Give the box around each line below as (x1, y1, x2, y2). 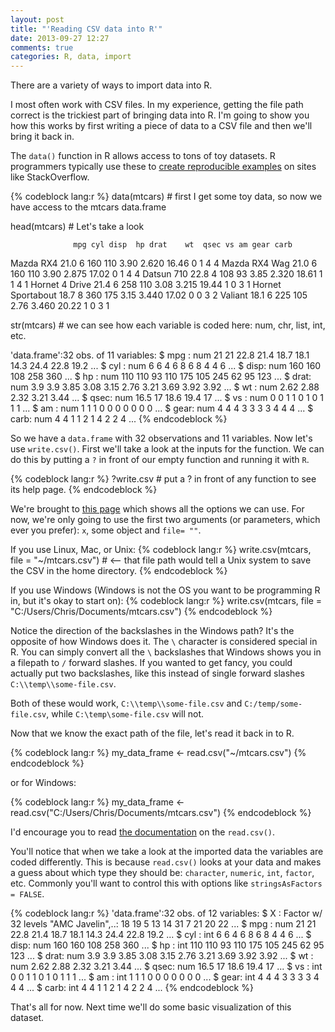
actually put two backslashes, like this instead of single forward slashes (10, 667, 305, 680)
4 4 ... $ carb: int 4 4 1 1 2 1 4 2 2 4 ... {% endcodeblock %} (10, 982, 254, 994)
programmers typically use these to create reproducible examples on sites (10, 161, 317, 173)
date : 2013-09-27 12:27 (10, 33, 110, 43)
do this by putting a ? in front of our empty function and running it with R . (10, 454, 310, 466)
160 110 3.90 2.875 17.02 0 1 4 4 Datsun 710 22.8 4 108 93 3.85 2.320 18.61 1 (10, 268, 323, 280)
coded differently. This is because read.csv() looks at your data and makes (10, 856, 322, 868)
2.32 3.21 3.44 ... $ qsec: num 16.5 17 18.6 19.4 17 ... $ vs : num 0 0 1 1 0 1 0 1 (10, 392, 325, 404)
